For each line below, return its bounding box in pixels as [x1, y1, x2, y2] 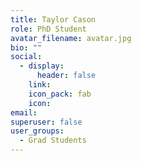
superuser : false [10, 117, 83, 127]
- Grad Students [19, 136, 87, 146]
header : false [36, 71, 97, 81]
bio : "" [10, 42, 43, 53]
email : [10, 107, 38, 118]
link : [28, 80, 52, 90]
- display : [19, 61, 65, 71]
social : [10, 52, 43, 62]
